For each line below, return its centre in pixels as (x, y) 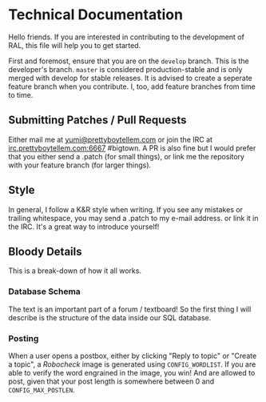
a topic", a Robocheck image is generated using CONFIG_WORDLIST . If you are (132, 364)
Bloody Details (45, 251)
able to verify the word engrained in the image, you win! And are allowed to (132, 372)
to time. (21, 94)
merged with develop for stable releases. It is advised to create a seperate (131, 78)
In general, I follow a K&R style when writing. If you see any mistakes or (126, 209)
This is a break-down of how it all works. (75, 271)
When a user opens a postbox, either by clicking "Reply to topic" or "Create (133, 356)
